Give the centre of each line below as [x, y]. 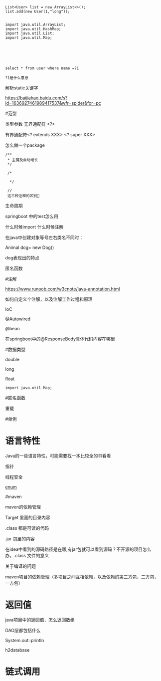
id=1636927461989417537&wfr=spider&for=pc [53, 103]
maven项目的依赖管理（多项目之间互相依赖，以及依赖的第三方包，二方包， [82, 577]
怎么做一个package [25, 145]
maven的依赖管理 [23, 507]
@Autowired [18, 319]
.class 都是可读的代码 [27, 528]
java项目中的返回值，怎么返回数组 [40, 620]
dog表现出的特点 [22, 258]
